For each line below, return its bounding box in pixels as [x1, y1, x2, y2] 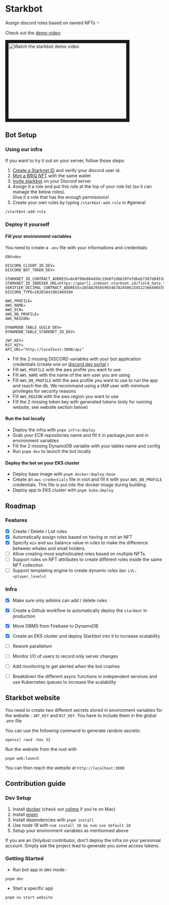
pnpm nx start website [5, 895, 53, 900]
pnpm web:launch [5, 756, 39, 761]
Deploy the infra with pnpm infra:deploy [12, 427, 96, 433]
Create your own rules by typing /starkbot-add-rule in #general [12, 199, 146, 205]
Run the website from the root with [5, 746, 77, 752]
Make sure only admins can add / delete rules [12, 597, 107, 603]
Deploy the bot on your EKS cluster [5, 460, 80, 466]
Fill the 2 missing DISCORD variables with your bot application [12, 356, 141, 362]
